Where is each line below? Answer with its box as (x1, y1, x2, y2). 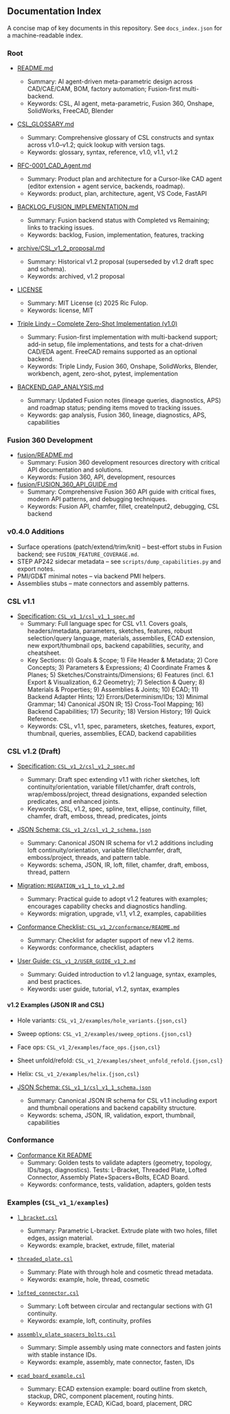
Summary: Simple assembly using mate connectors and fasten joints (27, 1344, 222, 1352)
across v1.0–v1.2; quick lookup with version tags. (27, 141, 166, 149)
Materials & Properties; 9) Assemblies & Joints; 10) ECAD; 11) (27, 685, 199, 694)
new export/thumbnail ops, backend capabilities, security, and (27, 641, 204, 649)
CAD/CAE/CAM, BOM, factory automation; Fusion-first (27, 85, 181, 93)
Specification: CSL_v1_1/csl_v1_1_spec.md (16, 612, 135, 620)
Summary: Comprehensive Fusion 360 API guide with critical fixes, (27, 487, 216, 496)
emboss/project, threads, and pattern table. (27, 854, 151, 862)
